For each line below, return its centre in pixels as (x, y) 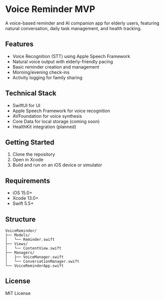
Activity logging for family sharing (47, 77)
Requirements (28, 181)
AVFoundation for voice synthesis (47, 116)
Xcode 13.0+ (25, 198)
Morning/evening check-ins (41, 72)
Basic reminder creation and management (56, 67)
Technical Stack (31, 93)
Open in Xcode (28, 160)
